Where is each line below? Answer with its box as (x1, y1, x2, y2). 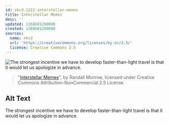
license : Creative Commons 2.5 (10, 45, 76, 50)
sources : (5, 31, 24, 36)
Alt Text (5, 94, 30, 103)
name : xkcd (10, 36, 33, 41)
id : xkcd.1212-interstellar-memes (5, 7, 79, 13)
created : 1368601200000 (5, 26, 56, 31)
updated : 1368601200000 (5, 21, 56, 27)
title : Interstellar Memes (5, 12, 62, 17)
